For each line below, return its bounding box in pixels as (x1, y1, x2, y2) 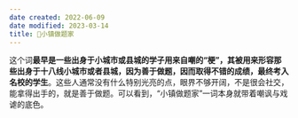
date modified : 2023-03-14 (9, 21, 109, 30)
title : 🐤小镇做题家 (9, 29, 74, 38)
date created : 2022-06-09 (9, 12, 105, 22)
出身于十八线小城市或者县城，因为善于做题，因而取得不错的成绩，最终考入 (16, 66, 289, 76)
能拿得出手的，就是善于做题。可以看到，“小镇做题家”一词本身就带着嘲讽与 (9, 88, 281, 98)
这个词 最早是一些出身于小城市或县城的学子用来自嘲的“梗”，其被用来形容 (9, 55, 275, 66)
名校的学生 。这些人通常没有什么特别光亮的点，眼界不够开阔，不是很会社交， (9, 77, 289, 88)
